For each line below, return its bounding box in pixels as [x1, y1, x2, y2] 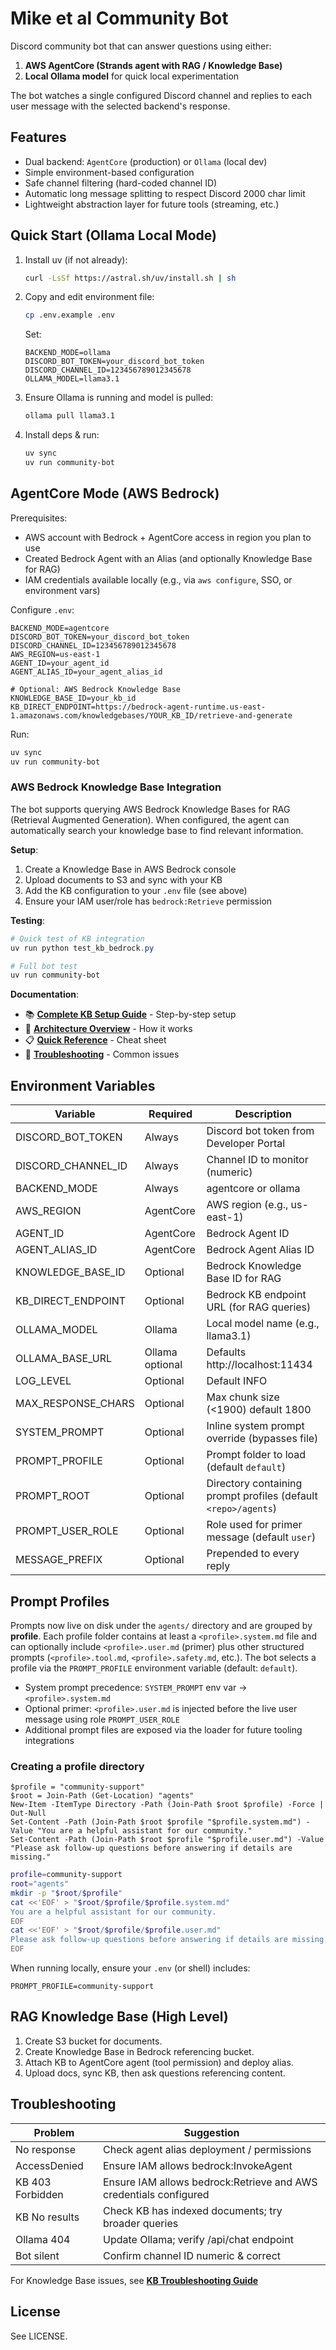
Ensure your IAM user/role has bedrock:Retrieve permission [24, 895, 273, 907]
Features [10, 129, 67, 146]
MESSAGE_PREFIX [15, 1553, 103, 1567]
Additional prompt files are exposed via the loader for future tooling [24, 1723, 303, 1736]
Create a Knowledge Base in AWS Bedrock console [24, 863, 237, 875]
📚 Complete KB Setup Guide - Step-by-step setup [24, 1008, 237, 1021]
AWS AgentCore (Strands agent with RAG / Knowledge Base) [24, 59, 283, 71]
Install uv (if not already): [24, 253, 128, 266]
